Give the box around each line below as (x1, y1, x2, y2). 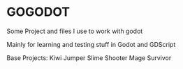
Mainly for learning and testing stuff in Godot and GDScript (6, 40, 176, 48)
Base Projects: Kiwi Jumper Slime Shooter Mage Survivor (6, 53, 172, 62)
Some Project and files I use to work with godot (6, 27, 143, 35)
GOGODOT (6, 4, 71, 20)
